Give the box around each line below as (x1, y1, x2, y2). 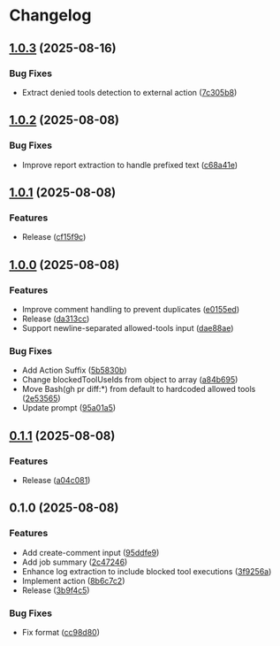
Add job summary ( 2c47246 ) (21, 557, 128, 567)
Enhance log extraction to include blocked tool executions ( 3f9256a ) (21, 565, 272, 576)
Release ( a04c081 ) (21, 474, 91, 485)
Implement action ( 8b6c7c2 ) (21, 575, 125, 586)
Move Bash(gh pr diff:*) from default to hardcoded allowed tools (21, 384, 256, 395)
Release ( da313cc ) (21, 313, 90, 324)
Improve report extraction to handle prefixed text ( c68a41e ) (21, 159, 238, 170)
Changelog (9, 5, 92, 26)
